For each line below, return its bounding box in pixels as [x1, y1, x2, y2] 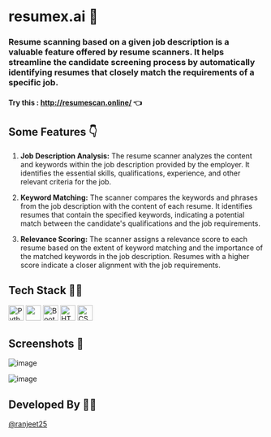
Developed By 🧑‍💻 [8, 397, 97, 411]
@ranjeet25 [8, 418, 48, 429]
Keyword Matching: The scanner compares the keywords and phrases [19, 193, 258, 202]
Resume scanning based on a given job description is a [8, 37, 230, 48]
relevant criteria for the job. [19, 176, 112, 186]
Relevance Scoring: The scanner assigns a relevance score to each [19, 234, 248, 244]
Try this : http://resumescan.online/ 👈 [8, 97, 143, 107]
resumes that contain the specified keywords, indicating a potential [19, 210, 245, 219]
